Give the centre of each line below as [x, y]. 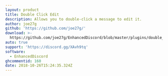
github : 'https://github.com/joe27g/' [45, 28]
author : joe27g [21, 24]
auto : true [16, 42]
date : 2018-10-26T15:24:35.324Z [39, 65]
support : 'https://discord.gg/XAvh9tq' [47, 47]
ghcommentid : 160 [23, 61]
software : [15, 51]
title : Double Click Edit [32, 14]
